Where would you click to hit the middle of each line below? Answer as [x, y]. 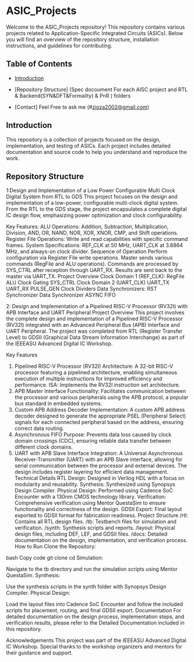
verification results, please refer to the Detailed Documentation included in [95, 623]
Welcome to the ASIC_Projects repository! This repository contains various [96, 27]
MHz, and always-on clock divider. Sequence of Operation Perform [87, 251]
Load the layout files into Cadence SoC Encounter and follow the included [95, 604]
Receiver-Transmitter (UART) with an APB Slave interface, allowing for [98, 460]
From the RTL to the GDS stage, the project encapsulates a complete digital [97, 209]
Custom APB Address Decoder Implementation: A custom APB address [100, 410]
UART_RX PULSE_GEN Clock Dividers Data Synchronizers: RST [82, 289]
